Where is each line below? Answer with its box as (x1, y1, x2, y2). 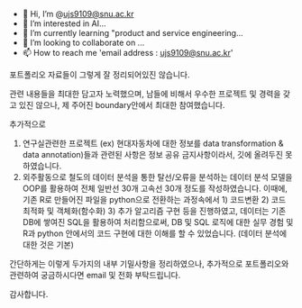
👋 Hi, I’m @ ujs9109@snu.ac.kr (22, 9, 134, 19)
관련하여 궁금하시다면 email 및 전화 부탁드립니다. (9, 270, 181, 280)
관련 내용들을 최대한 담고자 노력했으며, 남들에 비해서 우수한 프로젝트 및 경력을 (9, 88, 281, 99)
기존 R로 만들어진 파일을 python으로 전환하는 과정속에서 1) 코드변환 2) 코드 (22, 195, 287, 204)
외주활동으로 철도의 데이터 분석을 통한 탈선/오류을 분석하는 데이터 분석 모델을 (22, 172, 293, 182)
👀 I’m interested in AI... (22, 18, 106, 29)
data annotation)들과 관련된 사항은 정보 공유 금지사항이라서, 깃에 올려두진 (22, 149, 284, 159)
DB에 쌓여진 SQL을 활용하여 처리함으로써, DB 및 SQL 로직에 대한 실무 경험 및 (22, 217, 294, 227)
